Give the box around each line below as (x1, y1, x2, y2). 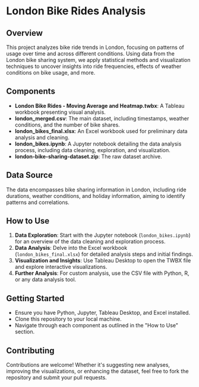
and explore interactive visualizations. (14, 264, 108, 271)
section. (14, 328, 35, 335)
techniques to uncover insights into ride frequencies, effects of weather (6, 63, 182, 70)
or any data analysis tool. (14, 276, 77, 283)
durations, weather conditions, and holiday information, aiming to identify (6, 192, 185, 199)
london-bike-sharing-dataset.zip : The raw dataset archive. (14, 153, 162, 160)
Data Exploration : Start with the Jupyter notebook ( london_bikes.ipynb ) (14, 231, 191, 239)
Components (6, 86, 55, 97)
